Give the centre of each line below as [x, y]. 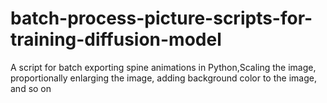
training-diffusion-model [116, 39]
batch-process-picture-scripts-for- [161, 18]
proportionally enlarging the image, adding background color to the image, [163, 78]
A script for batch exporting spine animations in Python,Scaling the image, [163, 67]
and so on [31, 88]
